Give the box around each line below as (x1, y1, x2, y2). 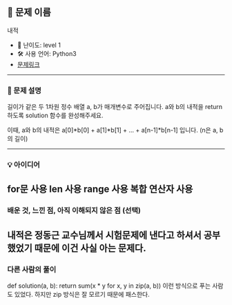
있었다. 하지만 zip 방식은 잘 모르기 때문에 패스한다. (14, 291, 150, 299)
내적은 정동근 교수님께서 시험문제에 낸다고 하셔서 (7, 229, 202, 241)
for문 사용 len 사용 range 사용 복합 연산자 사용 (7, 184, 193, 195)
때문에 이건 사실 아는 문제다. (34, 242, 146, 254)
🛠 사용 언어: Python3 (17, 49, 77, 57)
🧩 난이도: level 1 (17, 41, 61, 49)
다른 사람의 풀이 (7, 264, 57, 274)
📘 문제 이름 (7, 6, 52, 19)
